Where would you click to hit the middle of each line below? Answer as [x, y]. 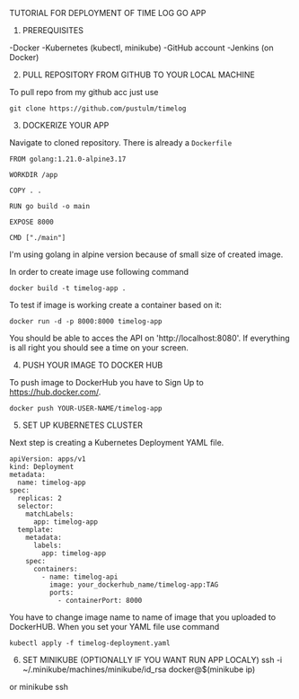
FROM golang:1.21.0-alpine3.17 [68, 159]
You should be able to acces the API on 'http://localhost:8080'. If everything [149, 338]
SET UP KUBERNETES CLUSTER [83, 425]
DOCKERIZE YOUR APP [66, 125]
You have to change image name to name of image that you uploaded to [143, 617]
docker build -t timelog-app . [68, 288]
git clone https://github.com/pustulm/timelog [98, 109]
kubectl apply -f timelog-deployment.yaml [90, 643]
